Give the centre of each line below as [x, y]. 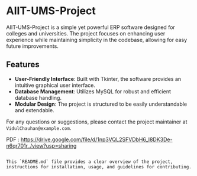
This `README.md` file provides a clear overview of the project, [90, 162]
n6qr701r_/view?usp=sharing [41, 145]
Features [23, 65]
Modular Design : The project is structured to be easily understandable [101, 104]
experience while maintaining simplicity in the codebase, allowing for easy [97, 40]
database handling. [38, 97]
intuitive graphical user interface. [55, 85]
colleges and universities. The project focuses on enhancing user [86, 33]
